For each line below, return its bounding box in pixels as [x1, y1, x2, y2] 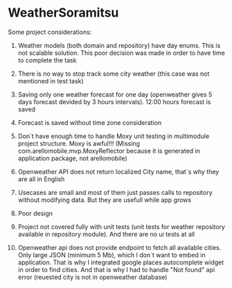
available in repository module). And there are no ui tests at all [17, 230, 195, 238]
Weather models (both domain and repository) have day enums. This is [17, 41, 221, 49]
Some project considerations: [8, 28, 92, 36]
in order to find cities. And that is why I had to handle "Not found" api [17, 265, 215, 273]
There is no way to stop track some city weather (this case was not [17, 69, 210, 78]
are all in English [17, 175, 65, 183]
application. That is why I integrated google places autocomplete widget [17, 258, 224, 266]
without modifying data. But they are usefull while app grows [17, 196, 192, 204]
